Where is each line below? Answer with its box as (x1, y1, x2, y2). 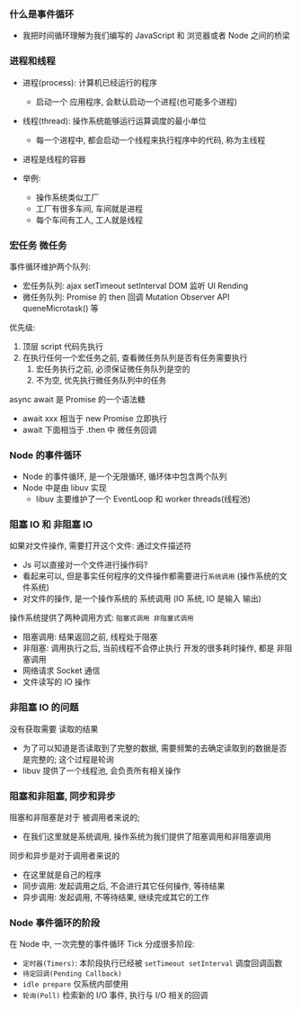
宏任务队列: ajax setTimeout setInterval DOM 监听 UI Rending (22, 280, 249, 291)
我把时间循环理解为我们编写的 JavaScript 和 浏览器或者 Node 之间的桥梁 (22, 30, 290, 41)
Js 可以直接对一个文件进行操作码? (22, 560, 148, 571)
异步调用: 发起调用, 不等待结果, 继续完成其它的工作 (22, 892, 209, 903)
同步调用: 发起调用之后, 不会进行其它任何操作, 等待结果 (22, 880, 226, 892)
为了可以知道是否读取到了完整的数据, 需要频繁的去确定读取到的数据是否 (22, 743, 288, 753)
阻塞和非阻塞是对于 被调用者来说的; (9, 812, 141, 823)
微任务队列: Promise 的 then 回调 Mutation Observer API (22, 291, 231, 302)
